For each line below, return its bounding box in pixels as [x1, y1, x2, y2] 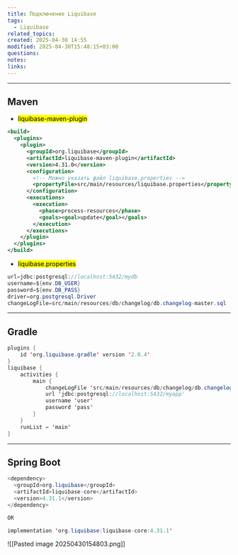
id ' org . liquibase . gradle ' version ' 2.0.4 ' [20, 351, 151, 358]
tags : [7, 17, 23, 24]
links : [7, 63, 27, 70]
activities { [20, 371, 59, 378]
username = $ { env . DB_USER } [7, 280, 81, 287]
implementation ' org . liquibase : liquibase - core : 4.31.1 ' [7, 527, 173, 534]
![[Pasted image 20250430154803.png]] [7, 539, 125, 549]
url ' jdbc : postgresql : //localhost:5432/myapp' [45, 391, 186, 398]
